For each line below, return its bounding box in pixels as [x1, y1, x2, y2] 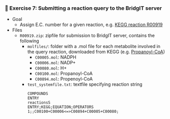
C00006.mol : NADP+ [35, 60, 76, 66]
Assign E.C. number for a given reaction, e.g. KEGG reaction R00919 [19, 21, 163, 28]
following [19, 38, 39, 44]
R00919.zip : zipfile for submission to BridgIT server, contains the [19, 33, 155, 39]
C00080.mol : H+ [35, 65, 67, 71]
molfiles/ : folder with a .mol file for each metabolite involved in [27, 43, 161, 50]
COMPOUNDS [27, 91, 48, 97]
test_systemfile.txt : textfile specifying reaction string [27, 81, 143, 87]
